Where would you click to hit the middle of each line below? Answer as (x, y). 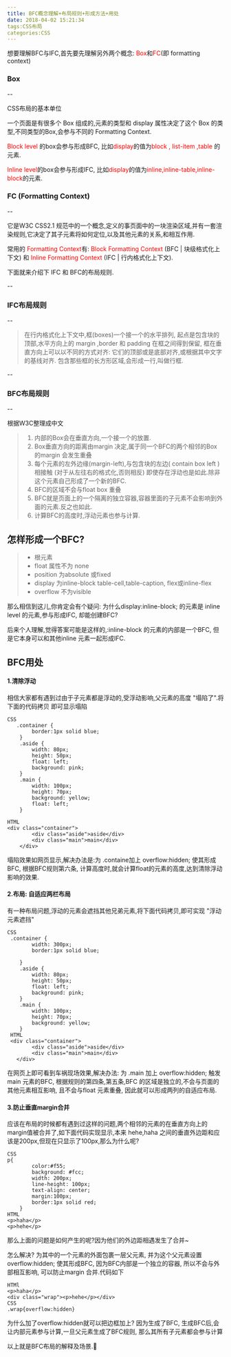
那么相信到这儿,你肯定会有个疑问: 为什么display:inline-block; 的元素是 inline (114, 606)
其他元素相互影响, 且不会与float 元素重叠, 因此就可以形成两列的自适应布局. (112, 1090)
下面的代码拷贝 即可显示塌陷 (47, 706)
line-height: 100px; (61, 1185)
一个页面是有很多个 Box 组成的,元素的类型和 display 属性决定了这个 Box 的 (112, 123)
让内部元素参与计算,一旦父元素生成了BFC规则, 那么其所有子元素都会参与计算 (115, 1331)
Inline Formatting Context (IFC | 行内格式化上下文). (102, 257)
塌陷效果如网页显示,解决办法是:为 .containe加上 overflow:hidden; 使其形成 (112, 860)
